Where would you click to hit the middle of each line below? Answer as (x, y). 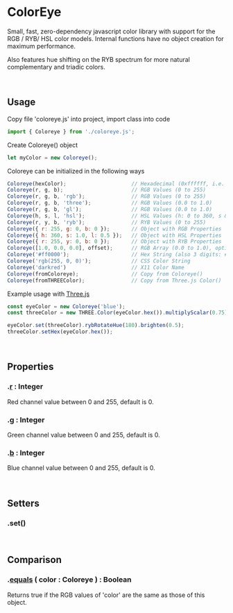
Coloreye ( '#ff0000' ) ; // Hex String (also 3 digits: (114, 255)
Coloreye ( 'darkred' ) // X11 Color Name (96, 267)
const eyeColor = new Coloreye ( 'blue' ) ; (67, 306)
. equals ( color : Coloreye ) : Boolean (69, 580)
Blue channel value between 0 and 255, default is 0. (81, 468)
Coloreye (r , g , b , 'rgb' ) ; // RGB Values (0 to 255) (107, 196)
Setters (24, 503)
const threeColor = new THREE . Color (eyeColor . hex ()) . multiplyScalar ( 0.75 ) (118, 313)
